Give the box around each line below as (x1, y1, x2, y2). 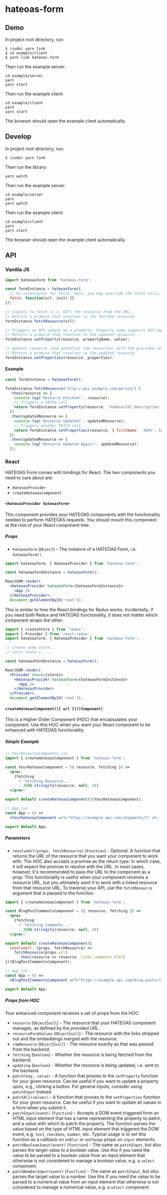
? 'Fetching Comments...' (18, 923, 72, 928)
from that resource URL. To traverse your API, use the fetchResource (12, 885, 153, 891)
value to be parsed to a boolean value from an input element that (12, 1152, 145, 1158)
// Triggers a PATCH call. (14, 400, 70, 405)
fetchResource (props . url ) (14, 950, 68, 955)
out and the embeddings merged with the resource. (12, 1035, 118, 1041)
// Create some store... (5, 645, 57, 650)
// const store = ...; (5, 650, 52, 655)
